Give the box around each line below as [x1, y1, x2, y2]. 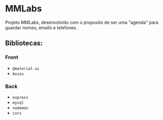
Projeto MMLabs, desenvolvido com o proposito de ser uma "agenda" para [5, 19, 159, 25]
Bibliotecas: [5, 39, 43, 48]
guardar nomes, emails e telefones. [5, 24, 78, 30]
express [12, 95, 28, 100]
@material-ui [12, 66, 40, 71]
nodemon [12, 105, 28, 111]
